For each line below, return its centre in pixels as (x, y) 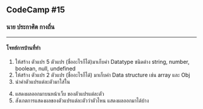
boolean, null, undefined (45, 68)
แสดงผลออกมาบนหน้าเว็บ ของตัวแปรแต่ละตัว (60, 93)
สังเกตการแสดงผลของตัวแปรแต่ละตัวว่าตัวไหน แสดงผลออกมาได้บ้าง (82, 100)
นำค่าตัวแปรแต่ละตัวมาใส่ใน (43, 81)
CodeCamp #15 (36, 10)
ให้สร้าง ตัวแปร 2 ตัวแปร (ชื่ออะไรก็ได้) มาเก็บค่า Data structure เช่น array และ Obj (102, 75)
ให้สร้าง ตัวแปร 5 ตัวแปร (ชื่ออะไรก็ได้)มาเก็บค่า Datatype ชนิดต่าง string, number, (102, 61)
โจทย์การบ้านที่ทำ (23, 48)
